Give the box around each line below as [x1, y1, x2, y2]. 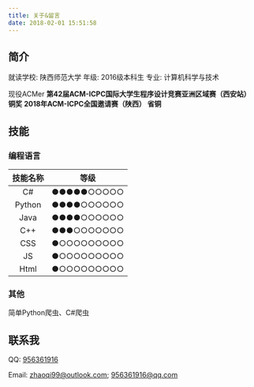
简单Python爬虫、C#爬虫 [8, 308, 89, 317]
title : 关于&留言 [8, 11, 61, 20]
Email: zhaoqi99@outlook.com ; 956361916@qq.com [8, 370, 178, 380]
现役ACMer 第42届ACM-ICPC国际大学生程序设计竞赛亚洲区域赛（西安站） [8, 89, 251, 99]
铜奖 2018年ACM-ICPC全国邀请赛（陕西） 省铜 [8, 100, 162, 109]
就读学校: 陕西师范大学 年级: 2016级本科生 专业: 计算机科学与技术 [8, 73, 219, 82]
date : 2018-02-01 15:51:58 [8, 19, 97, 27]
